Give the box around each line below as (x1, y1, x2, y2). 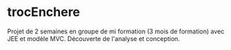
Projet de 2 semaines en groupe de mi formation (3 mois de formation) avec (7, 27, 225, 35)
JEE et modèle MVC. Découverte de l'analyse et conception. (7, 34, 180, 42)
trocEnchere (7, 4, 81, 20)
